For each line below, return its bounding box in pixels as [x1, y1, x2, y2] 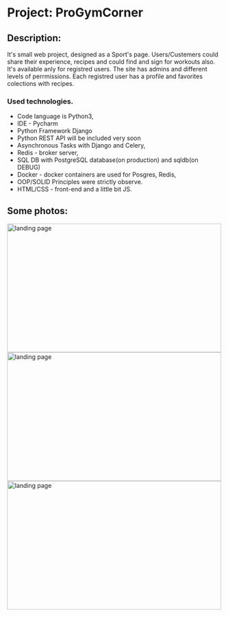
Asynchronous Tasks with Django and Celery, [16, 141, 146, 150]
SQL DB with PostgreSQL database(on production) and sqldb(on [16, 156, 199, 164]
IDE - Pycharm [16, 119, 58, 128]
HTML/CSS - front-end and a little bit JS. [16, 185, 132, 194]
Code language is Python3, [16, 112, 94, 121]
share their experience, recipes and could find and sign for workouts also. [7, 58, 216, 66]
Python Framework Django [16, 127, 92, 135]
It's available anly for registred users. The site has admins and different [7, 65, 207, 73]
